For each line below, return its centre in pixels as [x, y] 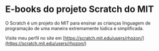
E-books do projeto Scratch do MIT [80, 9]
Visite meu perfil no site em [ [35, 38]
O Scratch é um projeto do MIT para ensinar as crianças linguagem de [78, 23]
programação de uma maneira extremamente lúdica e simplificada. [75, 28]
